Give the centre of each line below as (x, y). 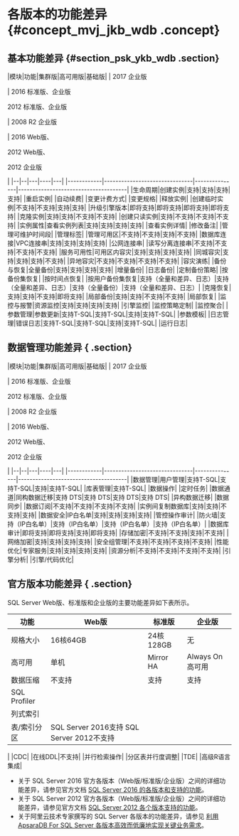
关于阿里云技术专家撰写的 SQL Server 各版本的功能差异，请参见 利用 (118, 816)
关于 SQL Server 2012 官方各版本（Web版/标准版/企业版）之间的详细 (118, 798)
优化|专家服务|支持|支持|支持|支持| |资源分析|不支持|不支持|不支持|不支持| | (116, 550)
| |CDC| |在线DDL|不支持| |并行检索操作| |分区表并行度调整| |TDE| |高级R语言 (119, 756)
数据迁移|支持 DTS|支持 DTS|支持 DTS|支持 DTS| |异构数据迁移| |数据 (129, 497)
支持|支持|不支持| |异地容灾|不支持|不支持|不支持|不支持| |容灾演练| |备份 (121, 261)
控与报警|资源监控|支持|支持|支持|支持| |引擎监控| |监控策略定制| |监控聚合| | (118, 305)
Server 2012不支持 (83, 738)
